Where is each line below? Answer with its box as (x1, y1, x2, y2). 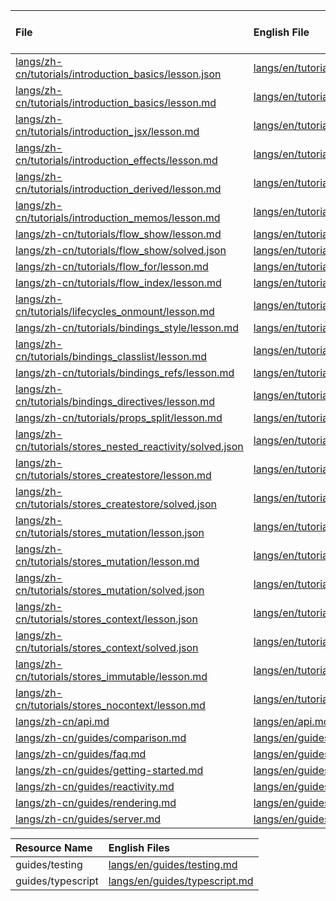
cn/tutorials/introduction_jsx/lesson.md (15, 125, 200, 138)
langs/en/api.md (253, 715, 330, 728)
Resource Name (15, 841, 93, 854)
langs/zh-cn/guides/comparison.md (15, 731, 187, 744)
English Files (108, 841, 171, 854)
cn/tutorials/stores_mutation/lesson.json (15, 526, 205, 539)
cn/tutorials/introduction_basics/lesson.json (15, 67, 222, 81)
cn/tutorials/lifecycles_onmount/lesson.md (15, 305, 215, 318)
